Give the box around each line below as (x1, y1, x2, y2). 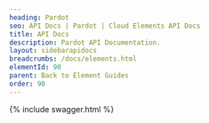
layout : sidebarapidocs (9, 46, 98, 55)
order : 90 (9, 79, 46, 88)
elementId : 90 (9, 63, 62, 72)
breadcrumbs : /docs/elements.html (9, 54, 138, 63)
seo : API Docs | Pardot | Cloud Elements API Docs (9, 21, 201, 30)
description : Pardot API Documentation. (9, 37, 162, 47)
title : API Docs (9, 29, 69, 38)
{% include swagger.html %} (9, 103, 115, 114)
